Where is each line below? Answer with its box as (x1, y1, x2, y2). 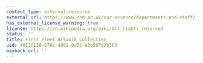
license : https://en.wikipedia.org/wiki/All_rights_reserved (6, 25, 164, 32)
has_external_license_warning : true (6, 20, 98, 26)
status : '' (6, 31, 34, 37)
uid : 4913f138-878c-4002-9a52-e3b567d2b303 (6, 43, 118, 49)
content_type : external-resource (6, 8, 91, 15)
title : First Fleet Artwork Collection (6, 37, 107, 43)
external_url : (6, 14, 42, 20)
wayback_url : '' (6, 48, 47, 54)
